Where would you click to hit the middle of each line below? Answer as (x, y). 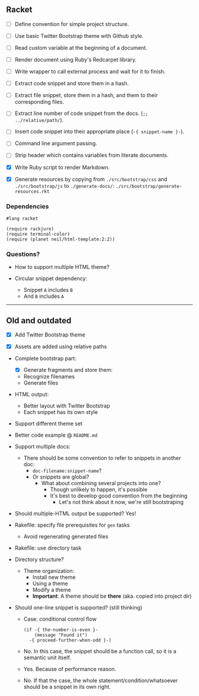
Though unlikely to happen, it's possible (99, 490)
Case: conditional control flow (60, 619)
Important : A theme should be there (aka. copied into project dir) (112, 596)
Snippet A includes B (48, 290)
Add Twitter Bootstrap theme (50, 335)
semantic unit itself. (47, 657)
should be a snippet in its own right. (67, 687)
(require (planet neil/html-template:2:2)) (61, 239)
